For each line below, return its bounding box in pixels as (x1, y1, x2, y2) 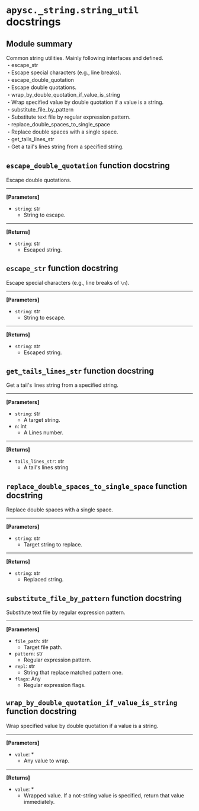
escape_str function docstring (6, 263, 118, 273)
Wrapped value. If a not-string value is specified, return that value (23, 791, 185, 799)
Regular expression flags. (23, 682, 86, 689)
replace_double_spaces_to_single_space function (6, 481, 188, 491)
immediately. (23, 798, 55, 805)
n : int (14, 423, 27, 430)
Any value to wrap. (23, 757, 70, 764)
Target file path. (23, 644, 63, 651)
